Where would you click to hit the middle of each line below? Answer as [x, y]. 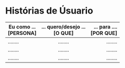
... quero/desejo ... [64, 27]
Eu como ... [22, 27]
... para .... [106, 27]
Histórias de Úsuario [49, 11]
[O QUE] [63, 33]
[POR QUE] [104, 33]
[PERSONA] [22, 33]
